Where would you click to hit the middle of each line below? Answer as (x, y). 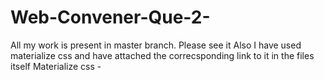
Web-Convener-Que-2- (110, 17)
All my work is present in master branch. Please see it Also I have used (156, 45)
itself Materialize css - (56, 66)
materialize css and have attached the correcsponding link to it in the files (162, 55)
